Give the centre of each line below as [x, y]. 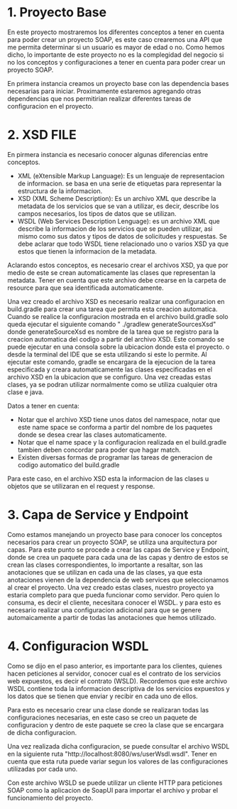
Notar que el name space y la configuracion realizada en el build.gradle [122, 442]
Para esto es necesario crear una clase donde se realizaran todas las [108, 710]
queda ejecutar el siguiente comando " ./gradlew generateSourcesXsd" [112, 324]
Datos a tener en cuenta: [43, 406]
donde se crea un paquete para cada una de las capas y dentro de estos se [118, 557]
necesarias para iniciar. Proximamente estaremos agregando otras [104, 91]
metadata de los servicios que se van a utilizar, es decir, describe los [118, 206]
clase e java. [26, 392]
